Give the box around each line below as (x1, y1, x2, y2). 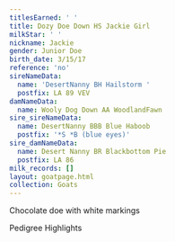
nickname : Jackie (9, 38, 74, 48)
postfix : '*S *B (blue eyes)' (17, 130, 130, 139)
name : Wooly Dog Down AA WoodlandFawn (17, 105, 163, 114)
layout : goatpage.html (9, 172, 94, 181)
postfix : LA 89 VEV (17, 88, 91, 97)
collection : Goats (9, 181, 78, 190)
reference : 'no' (9, 64, 70, 73)
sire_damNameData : (9, 139, 78, 148)
